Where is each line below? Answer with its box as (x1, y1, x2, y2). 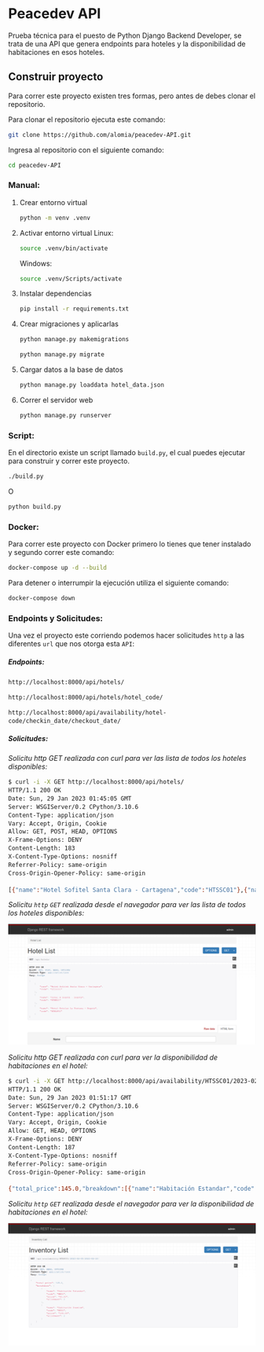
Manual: (8, 180, 41, 191)
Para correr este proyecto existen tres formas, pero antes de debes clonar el (8, 91, 256, 101)
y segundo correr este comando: (8, 548, 115, 557)
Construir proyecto (8, 70, 104, 83)
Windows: (19, 259, 53, 268)
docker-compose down (8, 594, 76, 602)
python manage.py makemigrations (19, 336, 130, 344)
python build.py (8, 502, 61, 511)
